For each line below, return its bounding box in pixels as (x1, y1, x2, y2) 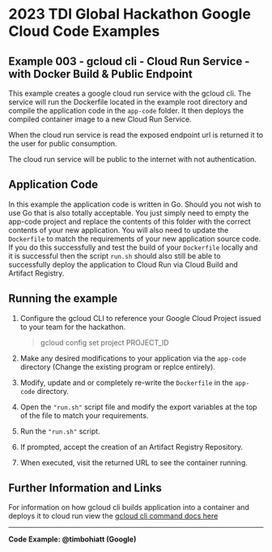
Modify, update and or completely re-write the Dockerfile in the (19, 378, 233, 387)
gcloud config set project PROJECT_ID (40, 337, 169, 347)
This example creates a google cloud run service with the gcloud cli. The (8, 88, 251, 98)
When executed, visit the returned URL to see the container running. (19, 457, 249, 467)
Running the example (8, 292, 118, 306)
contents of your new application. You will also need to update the (8, 225, 229, 235)
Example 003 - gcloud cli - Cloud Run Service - (8, 54, 250, 68)
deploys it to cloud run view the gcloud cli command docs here (8, 511, 219, 521)
